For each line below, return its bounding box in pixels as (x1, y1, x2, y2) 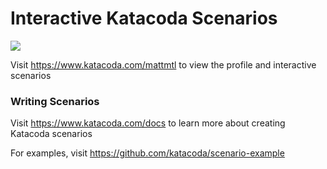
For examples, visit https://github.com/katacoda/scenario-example (10, 147, 285, 159)
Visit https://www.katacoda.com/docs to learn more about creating (10, 117, 286, 129)
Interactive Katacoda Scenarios (10, 7, 278, 30)
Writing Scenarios (10, 94, 100, 108)
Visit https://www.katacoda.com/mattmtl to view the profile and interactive (10, 58, 317, 71)
